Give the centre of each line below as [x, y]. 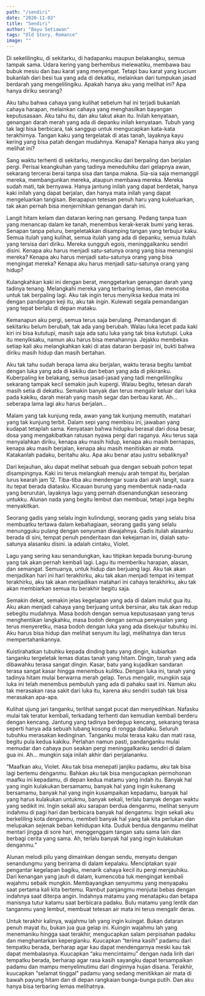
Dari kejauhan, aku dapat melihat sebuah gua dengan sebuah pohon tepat [99, 467]
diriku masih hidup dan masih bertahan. [56, 353]
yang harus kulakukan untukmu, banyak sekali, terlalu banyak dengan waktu [102, 799]
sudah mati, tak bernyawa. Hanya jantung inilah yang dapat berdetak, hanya [102, 186]
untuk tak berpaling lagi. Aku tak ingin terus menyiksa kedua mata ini [93, 295]
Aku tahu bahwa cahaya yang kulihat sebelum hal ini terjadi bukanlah [93, 103]
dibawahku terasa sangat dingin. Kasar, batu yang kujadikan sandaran [95, 665]
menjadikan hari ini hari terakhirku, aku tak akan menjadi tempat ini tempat [100, 575]
